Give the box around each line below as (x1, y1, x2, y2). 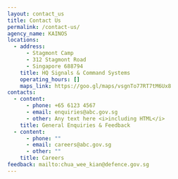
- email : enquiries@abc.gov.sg (25, 109, 118, 116)
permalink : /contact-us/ (7, 23, 80, 30)
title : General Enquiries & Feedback (20, 121, 131, 129)
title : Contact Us (7, 17, 61, 24)
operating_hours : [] (20, 75, 80, 83)
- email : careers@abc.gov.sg (25, 142, 112, 149)
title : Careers (20, 154, 65, 162)
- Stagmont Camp (25, 50, 74, 57)
